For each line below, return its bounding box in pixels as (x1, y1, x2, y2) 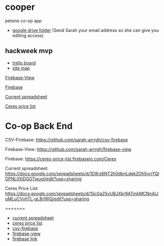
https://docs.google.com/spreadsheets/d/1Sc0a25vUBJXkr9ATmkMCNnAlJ (5, 190, 159, 196)
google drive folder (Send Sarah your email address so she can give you (12, 27, 159, 33)
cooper (5, 1, 35, 13)
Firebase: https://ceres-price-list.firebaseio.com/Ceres (5, 155, 117, 161)
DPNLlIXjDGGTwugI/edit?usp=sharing (5, 176, 82, 182)
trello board (12, 60, 36, 65)
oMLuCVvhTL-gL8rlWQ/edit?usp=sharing (5, 196, 90, 202)
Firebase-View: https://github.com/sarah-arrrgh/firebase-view (5, 146, 131, 152)
